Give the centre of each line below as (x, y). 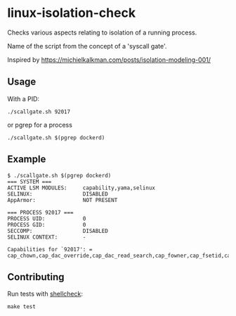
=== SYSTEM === (29, 182)
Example (27, 159)
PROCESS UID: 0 (47, 219)
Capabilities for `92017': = (50, 249)
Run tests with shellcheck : (45, 294)
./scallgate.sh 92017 (39, 112)
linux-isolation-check (71, 13)
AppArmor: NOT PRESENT (63, 200)
